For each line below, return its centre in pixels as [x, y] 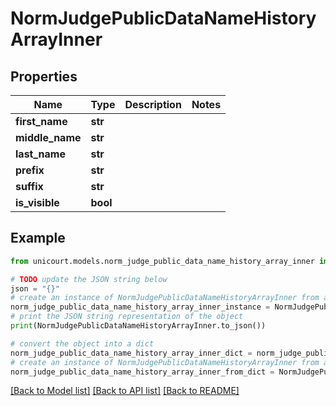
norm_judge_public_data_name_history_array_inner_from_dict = [142, 372]
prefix [30, 170]
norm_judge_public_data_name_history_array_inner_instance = [140, 307]
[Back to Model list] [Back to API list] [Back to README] [125, 391]
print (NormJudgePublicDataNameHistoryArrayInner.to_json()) [138, 326]
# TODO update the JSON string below [89, 279]
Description [153, 104]
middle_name [48, 137]
